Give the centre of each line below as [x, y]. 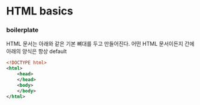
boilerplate [23, 30]
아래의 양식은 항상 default [37, 51]
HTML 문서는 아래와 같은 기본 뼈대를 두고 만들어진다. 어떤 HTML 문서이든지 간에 [100, 44]
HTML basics [40, 11]
